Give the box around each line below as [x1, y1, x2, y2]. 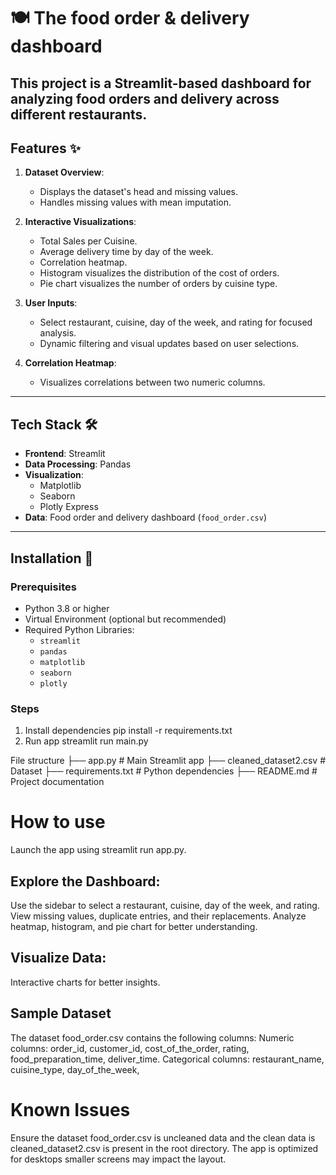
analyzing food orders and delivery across [10, 90, 280, 107]
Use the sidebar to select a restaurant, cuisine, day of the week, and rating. [10, 899, 320, 911]
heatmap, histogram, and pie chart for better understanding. [10, 920, 258, 932]
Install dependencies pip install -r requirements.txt [24, 725, 233, 737]
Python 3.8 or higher [24, 602, 110, 614]
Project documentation [10, 776, 105, 788]
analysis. [39, 327, 77, 339]
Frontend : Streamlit [24, 448, 106, 460]
